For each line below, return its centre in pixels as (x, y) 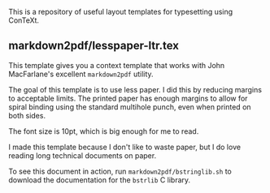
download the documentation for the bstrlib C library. (100, 180)
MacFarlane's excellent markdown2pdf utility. (81, 74)
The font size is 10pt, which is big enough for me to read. (104, 131)
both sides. (27, 115)
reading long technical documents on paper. (83, 155)
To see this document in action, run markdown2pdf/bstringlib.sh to (120, 171)
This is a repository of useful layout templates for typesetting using (121, 12)
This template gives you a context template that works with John (117, 65)
